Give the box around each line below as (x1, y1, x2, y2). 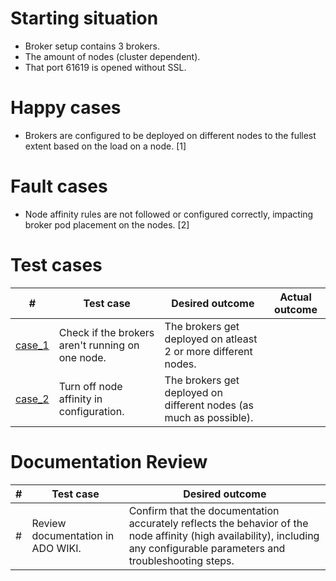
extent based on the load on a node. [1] (24, 140, 187, 152)
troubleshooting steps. (128, 553, 235, 567)
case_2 (15, 392, 50, 406)
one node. (58, 350, 107, 364)
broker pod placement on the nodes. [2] (24, 218, 190, 231)
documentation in (31, 528, 115, 542)
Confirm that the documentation (128, 503, 280, 517)
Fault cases (10, 175, 108, 198)
